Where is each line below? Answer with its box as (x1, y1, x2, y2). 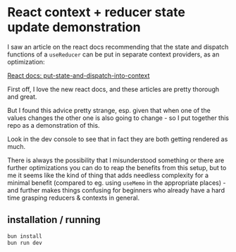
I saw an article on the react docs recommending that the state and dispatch (7, 42, 229, 51)
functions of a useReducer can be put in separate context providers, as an (7, 50, 220, 59)
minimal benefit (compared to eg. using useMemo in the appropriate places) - (7, 178, 226, 187)
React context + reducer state (7, 4, 185, 20)
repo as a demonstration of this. (7, 121, 100, 129)
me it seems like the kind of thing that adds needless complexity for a (7, 171, 209, 179)
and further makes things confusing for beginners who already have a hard (7, 186, 225, 194)
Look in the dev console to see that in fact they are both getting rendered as (7, 135, 228, 143)
